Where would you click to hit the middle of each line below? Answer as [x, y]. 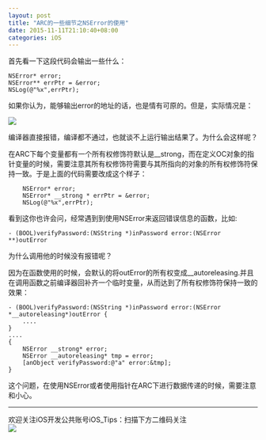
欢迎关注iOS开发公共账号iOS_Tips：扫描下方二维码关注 [98, 419]
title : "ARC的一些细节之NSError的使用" [68, 23]
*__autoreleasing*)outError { [58, 315]
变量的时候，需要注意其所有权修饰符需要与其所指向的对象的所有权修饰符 [133, 164]
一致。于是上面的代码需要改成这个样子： [81, 174]
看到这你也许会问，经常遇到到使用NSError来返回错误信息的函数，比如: [123, 218]
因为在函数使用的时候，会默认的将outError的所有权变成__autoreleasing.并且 [131, 273]
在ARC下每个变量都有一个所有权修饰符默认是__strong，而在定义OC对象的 [128, 154]
